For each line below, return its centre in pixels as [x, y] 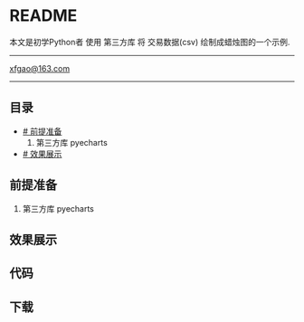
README [43, 16]
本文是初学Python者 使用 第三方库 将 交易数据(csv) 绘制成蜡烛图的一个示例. [150, 42]
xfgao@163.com [40, 68]
